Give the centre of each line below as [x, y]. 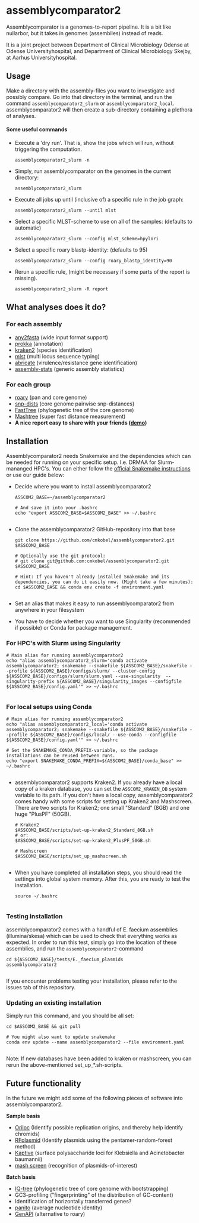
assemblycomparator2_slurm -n [52, 160]
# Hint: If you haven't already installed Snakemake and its [92, 577]
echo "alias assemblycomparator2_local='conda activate [77, 724]
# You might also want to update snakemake [61, 1037]
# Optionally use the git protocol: [60, 556]
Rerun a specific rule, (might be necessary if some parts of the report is [102, 271]
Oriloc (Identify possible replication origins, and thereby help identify [99, 1127]
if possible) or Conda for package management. [73, 627]
